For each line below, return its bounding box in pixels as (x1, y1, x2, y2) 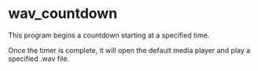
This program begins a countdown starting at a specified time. (8, 30, 210, 40)
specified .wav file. (8, 54, 69, 63)
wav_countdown (8, 5, 118, 23)
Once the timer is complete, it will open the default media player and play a (8, 45, 251, 55)
